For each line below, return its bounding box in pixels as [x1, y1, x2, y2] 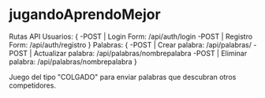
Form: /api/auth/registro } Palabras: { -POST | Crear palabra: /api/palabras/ [9, 40, 252, 49]
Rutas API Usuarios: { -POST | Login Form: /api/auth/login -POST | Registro [9, 32, 253, 41]
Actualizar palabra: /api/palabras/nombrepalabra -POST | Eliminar [33, 48, 248, 58]
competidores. [9, 81, 56, 90]
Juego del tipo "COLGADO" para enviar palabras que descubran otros [9, 72, 237, 81]
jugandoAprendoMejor [9, 6, 161, 24]
